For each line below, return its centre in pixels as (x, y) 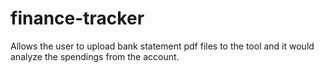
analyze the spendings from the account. (95, 56)
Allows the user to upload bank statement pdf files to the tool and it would (162, 46)
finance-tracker (77, 18)
